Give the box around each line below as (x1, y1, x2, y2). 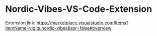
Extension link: (5, 20, 36, 26)
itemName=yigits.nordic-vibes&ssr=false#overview (5, 25, 112, 31)
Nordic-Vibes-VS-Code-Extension (5, 3, 152, 15)
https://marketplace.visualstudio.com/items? (36, 20, 129, 26)
